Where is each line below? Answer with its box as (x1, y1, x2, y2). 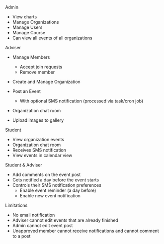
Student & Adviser (5, 162, 42, 168)
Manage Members (12, 54, 50, 60)
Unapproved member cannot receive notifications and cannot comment (12, 228, 159, 234)
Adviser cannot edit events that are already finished (12, 217, 118, 223)
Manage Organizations (12, 19, 59, 25)
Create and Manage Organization (12, 79, 81, 84)
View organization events (12, 137, 65, 142)
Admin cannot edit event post (12, 223, 73, 228)
